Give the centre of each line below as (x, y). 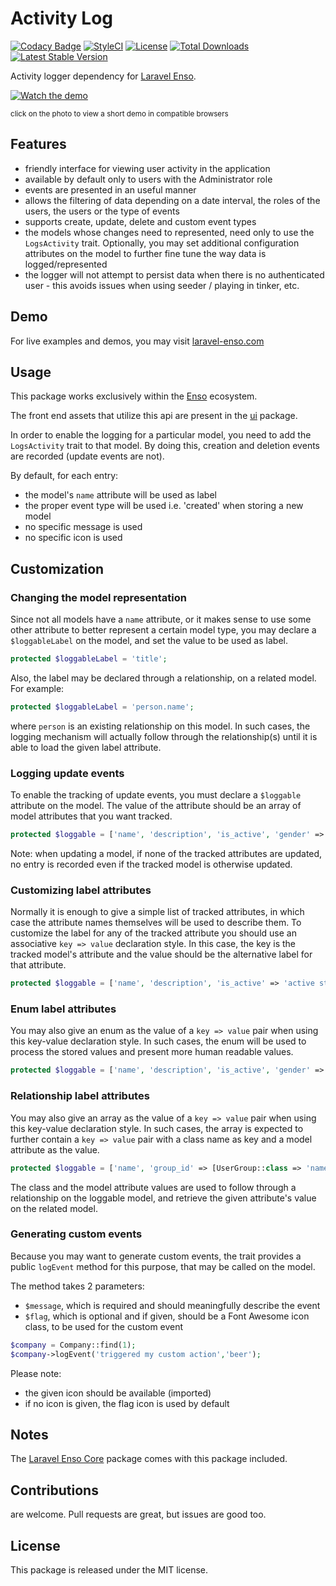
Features (38, 144)
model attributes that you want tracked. (91, 816)
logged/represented (66, 264)
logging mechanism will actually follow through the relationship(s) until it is (164, 736)
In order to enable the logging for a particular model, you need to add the (161, 435)
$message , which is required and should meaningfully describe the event (172, 1305)
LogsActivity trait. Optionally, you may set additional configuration (162, 243)
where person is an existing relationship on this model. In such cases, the (160, 726)
